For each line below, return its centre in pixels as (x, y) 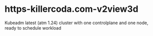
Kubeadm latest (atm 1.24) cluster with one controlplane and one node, (76, 23)
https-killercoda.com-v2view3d (72, 9)
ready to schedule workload (33, 28)
